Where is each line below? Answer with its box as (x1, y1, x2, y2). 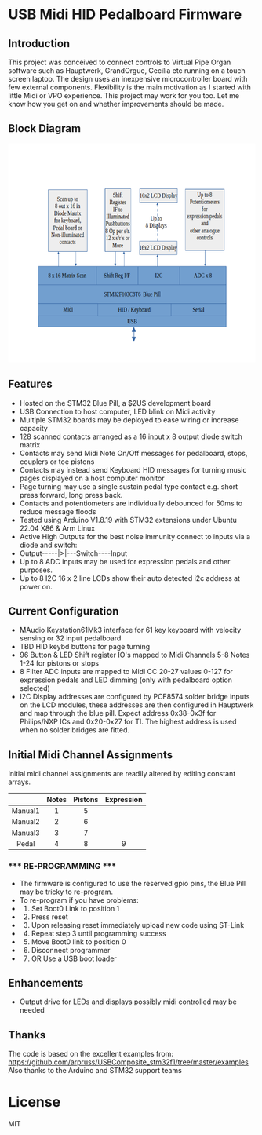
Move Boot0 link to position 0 (31, 936, 126, 947)
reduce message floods (19, 506, 96, 516)
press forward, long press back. (19, 490, 123, 499)
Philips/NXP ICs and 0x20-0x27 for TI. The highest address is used (19, 717, 237, 727)
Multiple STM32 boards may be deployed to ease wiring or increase (19, 414, 239, 425)
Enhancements (8, 976, 84, 990)
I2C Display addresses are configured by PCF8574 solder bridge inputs (19, 692, 250, 702)
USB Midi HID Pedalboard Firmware (8, 5, 242, 24)
